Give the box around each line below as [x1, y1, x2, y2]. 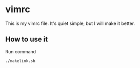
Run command [5, 48, 36, 54]
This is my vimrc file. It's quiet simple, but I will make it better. [5, 20, 135, 26]
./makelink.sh [5, 58, 36, 63]
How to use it [5, 35, 48, 44]
